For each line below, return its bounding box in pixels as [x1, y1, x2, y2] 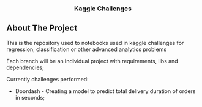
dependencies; [6, 64, 44, 71]
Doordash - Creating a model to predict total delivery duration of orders [15, 87, 196, 95]
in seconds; [15, 94, 45, 101]
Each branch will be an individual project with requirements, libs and [6, 57, 179, 64]
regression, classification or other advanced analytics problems [6, 46, 167, 53]
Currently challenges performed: [6, 75, 89, 83]
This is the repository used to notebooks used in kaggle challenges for [6, 39, 184, 46]
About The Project [6, 23, 78, 33]
